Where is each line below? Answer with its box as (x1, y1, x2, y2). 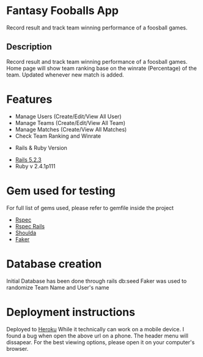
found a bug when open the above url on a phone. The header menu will (6, 332, 188, 339)
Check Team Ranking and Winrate (15, 132, 102, 140)
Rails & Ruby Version (15, 144, 67, 151)
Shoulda (15, 229, 37, 236)
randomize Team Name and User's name (6, 284, 109, 291)
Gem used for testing (6, 184, 116, 198)
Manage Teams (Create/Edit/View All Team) (15, 119, 126, 126)
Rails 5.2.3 (15, 156, 42, 163)
